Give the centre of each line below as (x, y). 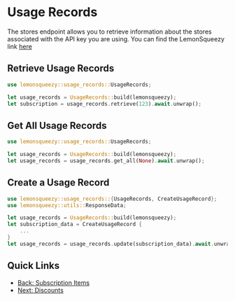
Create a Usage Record (58, 183)
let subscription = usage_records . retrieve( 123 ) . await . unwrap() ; (104, 104)
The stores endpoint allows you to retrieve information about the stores (109, 31)
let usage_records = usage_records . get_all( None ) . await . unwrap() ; (106, 161)
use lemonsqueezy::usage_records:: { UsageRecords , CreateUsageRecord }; (112, 199)
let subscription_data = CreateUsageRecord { (74, 225)
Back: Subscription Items (53, 282)
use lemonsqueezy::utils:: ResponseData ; (67, 205)
